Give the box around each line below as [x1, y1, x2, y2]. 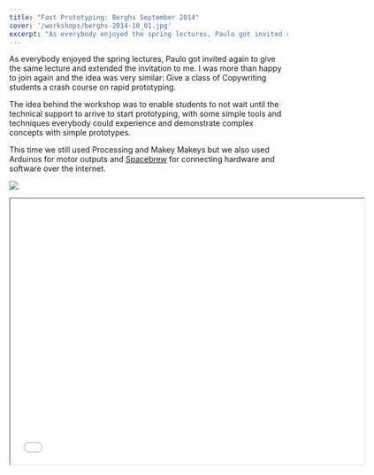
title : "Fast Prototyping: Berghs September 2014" [9, 12, 200, 22]
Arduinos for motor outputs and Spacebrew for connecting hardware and [9, 154, 276, 165]
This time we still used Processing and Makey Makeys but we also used [9, 144, 270, 155]
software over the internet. [9, 163, 106, 174]
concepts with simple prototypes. [9, 128, 131, 138]
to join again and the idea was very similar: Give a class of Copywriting [9, 73, 267, 83]
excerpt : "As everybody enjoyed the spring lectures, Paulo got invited [9, 29, 283, 38]
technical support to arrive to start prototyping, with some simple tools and [9, 108, 282, 120]
